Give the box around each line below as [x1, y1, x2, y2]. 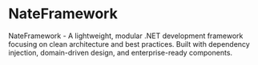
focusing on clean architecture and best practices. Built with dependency [8, 39, 250, 48]
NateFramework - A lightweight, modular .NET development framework [8, 31, 244, 40]
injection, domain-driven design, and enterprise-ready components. [8, 48, 233, 57]
